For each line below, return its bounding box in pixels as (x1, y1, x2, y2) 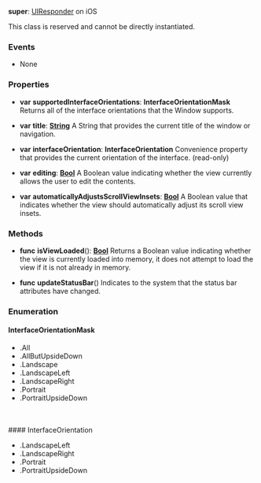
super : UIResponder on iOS (8, 7, 97, 16)
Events (8, 41, 35, 52)
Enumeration (8, 306, 59, 317)
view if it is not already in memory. (19, 262, 131, 272)
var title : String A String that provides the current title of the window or (19, 121, 251, 130)
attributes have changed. (19, 286, 101, 295)
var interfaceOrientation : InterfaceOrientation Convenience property (19, 144, 248, 154)
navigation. (19, 129, 57, 139)
